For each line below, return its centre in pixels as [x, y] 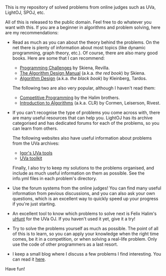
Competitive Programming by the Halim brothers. [70, 97]
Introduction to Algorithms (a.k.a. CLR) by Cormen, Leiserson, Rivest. [90, 103]
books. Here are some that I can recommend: [58, 58]
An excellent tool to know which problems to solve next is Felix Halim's [84, 214]
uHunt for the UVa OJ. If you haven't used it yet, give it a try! [74, 219]
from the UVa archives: [36, 143]
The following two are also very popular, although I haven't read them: [84, 88]
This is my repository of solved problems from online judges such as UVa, [81, 7]
